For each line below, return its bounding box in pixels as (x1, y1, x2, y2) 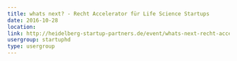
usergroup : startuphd (7, 36, 71, 43)
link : (7, 29, 23, 37)
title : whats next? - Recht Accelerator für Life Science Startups (7, 10, 210, 18)
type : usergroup (7, 43, 55, 50)
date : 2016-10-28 (7, 17, 59, 24)
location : (7, 23, 37, 30)
